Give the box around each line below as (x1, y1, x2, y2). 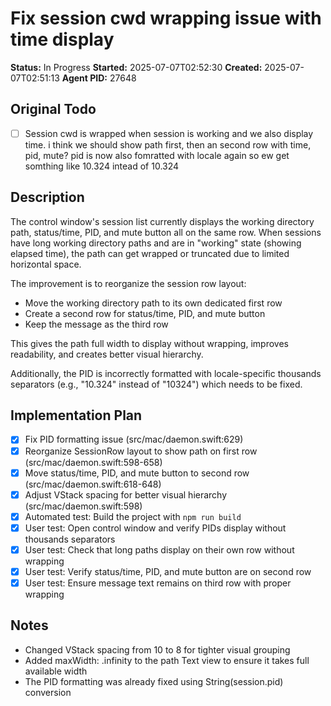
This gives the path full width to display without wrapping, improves (10, 337, 289, 349)
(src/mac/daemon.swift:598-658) (24, 456, 163, 468)
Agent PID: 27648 (61, 72, 137, 84)
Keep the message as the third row (24, 318, 169, 330)
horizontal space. (10, 258, 82, 270)
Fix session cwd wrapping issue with (10, 7, 322, 30)
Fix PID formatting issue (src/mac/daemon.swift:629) (24, 433, 244, 446)
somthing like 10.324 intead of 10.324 (24, 160, 180, 172)
